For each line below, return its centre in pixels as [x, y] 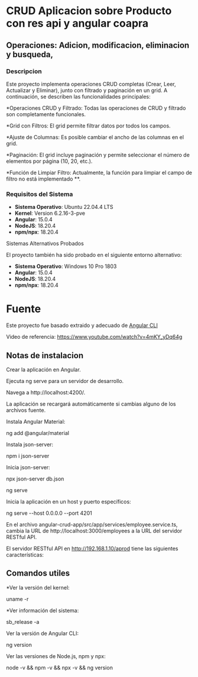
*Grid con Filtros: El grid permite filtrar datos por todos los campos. [88, 126]
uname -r [17, 599]
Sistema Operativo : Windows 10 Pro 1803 [66, 266]
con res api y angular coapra [77, 23]
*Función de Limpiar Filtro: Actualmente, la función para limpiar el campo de [99, 172]
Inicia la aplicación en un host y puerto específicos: [69, 501]
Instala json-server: [30, 444]
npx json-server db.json [35, 479]
